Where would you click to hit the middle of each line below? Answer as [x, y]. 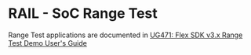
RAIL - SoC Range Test [83, 14]
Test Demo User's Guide [48, 43]
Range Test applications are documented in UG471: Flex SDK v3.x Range [125, 35]
